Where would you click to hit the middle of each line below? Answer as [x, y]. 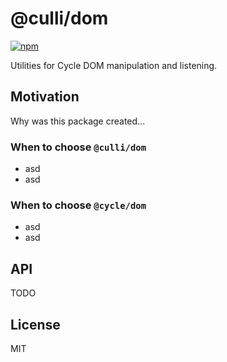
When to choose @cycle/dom [78, 205]
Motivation [45, 97]
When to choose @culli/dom [78, 147]
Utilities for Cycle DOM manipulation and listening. [114, 65]
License [35, 324]
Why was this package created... [78, 121]
